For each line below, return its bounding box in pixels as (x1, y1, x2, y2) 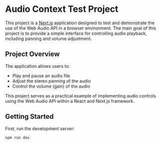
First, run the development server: (5, 125, 75, 132)
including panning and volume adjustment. (5, 36, 92, 42)
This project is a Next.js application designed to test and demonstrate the (5, 20, 155, 26)
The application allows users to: (5, 63, 70, 69)
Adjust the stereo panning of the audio (12, 78, 91, 84)
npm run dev (5, 135, 30, 140)
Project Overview (5, 50, 60, 58)
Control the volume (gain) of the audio (12, 83, 91, 89)
